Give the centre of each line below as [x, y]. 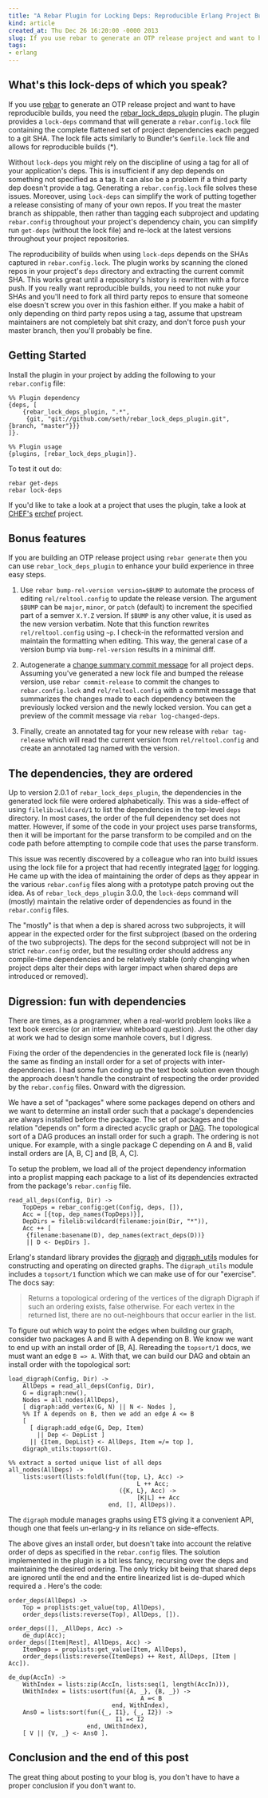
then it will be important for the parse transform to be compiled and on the [130, 835]
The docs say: [32, 1283]
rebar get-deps [33, 483]
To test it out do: [35, 469]
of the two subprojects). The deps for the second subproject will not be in [130, 942]
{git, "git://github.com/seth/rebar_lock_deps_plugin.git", [128, 419]
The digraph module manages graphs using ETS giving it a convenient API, [131, 1520]
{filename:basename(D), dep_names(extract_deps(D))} [115, 1236]
